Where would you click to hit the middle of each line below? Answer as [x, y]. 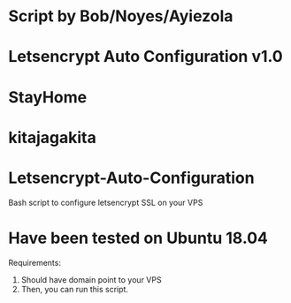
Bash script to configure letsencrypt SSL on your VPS [106, 202]
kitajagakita [52, 137]
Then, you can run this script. [75, 289]
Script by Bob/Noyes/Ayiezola [121, 16]
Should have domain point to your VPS [91, 279]
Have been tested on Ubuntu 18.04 [138, 238]
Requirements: [34, 262]
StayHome [48, 97]
